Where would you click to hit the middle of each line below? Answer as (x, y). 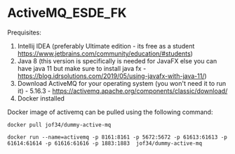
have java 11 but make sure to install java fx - (82, 68)
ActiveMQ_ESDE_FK (67, 13)
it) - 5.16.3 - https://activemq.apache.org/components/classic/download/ (122, 91)
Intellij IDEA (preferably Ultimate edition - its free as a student (106, 46)
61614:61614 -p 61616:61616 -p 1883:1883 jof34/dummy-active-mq (105, 143)
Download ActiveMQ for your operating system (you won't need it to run (122, 83)
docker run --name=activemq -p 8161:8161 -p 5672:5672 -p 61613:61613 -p (117, 137)
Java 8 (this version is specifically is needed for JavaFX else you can (117, 60)
